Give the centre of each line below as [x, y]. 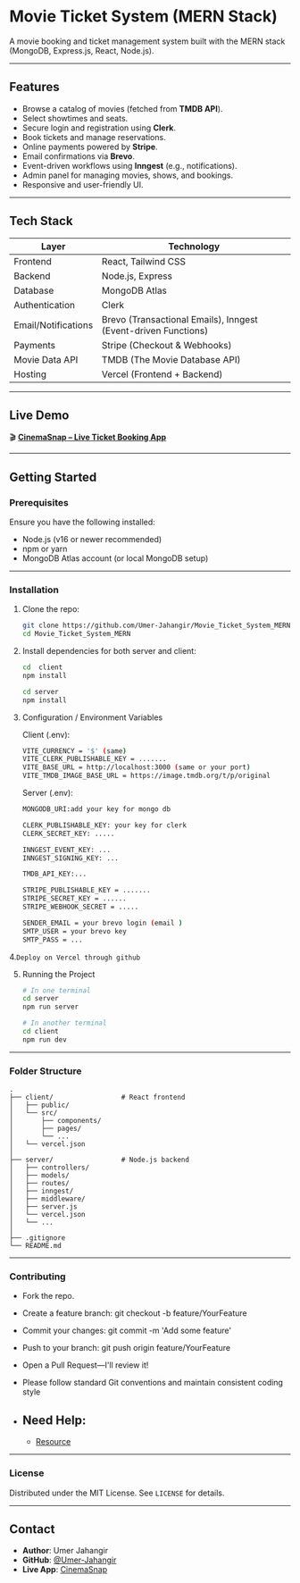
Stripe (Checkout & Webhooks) [167, 345]
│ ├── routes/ [39, 1184]
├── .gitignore [37, 1238]
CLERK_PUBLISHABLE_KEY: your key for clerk [104, 825]
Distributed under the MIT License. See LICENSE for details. [117, 1493]
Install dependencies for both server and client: [109, 651]
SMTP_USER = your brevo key [74, 931]
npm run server [50, 1007]
